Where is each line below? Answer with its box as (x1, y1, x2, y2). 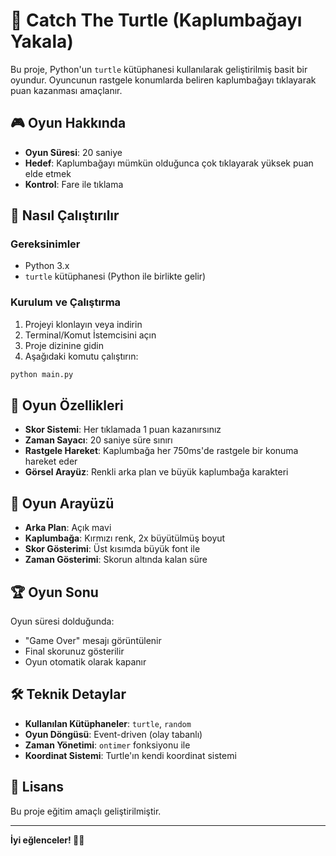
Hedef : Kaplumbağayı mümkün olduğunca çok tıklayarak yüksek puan (24, 157, 314, 169)
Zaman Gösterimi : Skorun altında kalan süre (24, 554, 208, 566)
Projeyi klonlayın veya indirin (24, 318, 143, 330)
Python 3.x (24, 260, 70, 272)
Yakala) (10, 30, 74, 53)
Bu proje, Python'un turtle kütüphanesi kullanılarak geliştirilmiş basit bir (10, 63, 308, 75)
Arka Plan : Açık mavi (24, 522, 112, 534)
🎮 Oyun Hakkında (10, 115, 127, 132)
